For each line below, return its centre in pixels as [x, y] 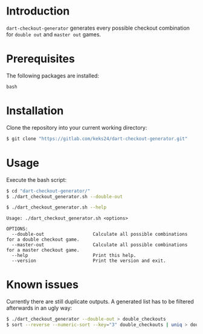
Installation [35, 111]
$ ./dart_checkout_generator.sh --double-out [64, 196]
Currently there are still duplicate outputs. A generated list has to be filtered [100, 302]
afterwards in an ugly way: [39, 308]
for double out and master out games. [54, 34]
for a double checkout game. [43, 240]
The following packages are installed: [53, 75]
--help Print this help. [74, 256]
